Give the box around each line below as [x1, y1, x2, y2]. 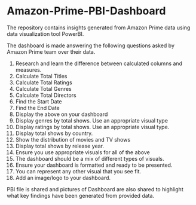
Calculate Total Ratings [15, 79, 72, 86]
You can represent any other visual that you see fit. [15, 167, 142, 175]
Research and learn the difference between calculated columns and [15, 60, 183, 67]
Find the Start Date [15, 97, 62, 105]
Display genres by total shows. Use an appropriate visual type [15, 117, 168, 124]
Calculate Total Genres [15, 85, 72, 92]
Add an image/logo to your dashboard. [15, 174, 111, 181]
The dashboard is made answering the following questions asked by [7, 42, 175, 49]
